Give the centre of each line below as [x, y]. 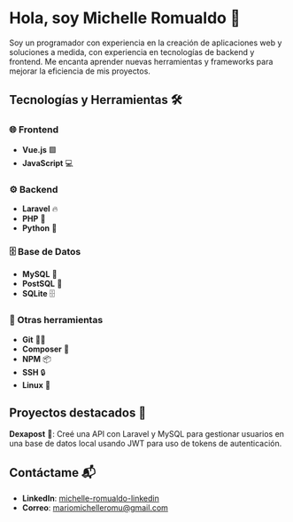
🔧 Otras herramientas [56, 320]
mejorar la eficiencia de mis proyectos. [80, 71]
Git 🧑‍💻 [34, 339]
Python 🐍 [39, 228]
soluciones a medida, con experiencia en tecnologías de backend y [132, 51]
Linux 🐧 [36, 384]
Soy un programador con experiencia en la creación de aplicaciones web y [146, 43]
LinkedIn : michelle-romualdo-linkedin [90, 498]
